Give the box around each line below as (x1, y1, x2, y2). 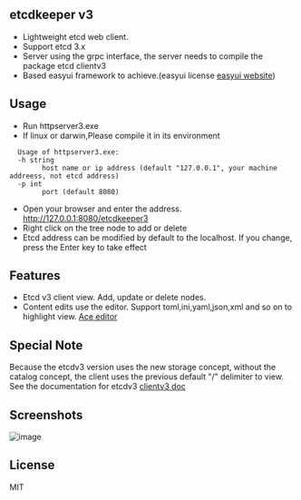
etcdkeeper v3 (9, 7, 93, 23)
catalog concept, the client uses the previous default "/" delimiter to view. (9, 371, 284, 382)
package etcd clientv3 (22, 60, 107, 71)
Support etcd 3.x (22, 41, 86, 52)
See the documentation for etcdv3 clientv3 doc (9, 381, 186, 392)
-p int (17, 179, 43, 189)
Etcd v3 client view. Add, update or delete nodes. (22, 292, 207, 303)
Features (9, 268, 61, 284)
